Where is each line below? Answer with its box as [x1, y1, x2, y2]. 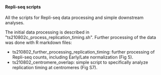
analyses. [5, 20, 25, 26]
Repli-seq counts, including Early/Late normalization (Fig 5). [12, 54, 134, 60]
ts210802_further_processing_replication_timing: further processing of [12, 49, 155, 55]
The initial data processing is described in [5, 29, 90, 35]
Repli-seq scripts [5, 4, 41, 10]
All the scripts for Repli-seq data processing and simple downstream [5, 15, 144, 20]
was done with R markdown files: [5, 39, 72, 46]
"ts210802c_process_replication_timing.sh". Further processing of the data [5, 35, 156, 40]
